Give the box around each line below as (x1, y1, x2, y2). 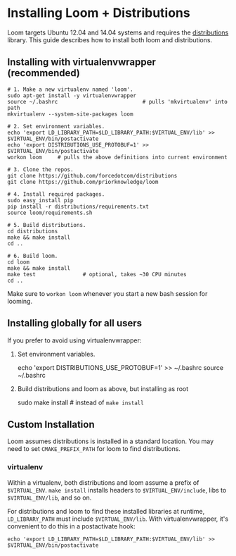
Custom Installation (7, 418, 95, 431)
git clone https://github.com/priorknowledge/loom (7, 178, 159, 185)
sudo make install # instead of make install (17, 398, 144, 407)
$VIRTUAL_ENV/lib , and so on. (7, 493, 92, 502)
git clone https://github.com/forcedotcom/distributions (7, 172, 178, 179)
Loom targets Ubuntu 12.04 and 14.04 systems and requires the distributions (7, 28, 229, 37)
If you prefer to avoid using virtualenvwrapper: (7, 336, 142, 345)
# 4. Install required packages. (7, 190, 105, 198)
